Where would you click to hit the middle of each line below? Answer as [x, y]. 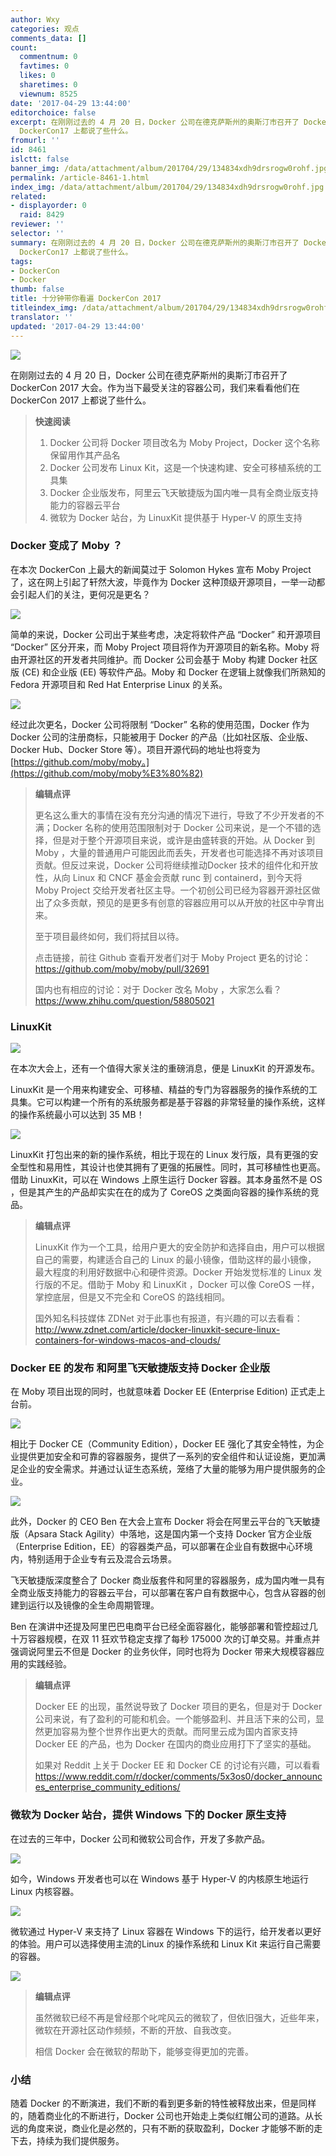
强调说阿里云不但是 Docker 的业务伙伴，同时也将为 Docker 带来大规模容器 [163, 1652]
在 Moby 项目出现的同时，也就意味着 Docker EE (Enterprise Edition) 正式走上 [168, 1392]
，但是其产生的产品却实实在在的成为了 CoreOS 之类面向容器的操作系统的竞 [165, 1192]
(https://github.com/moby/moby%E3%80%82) [107, 773]
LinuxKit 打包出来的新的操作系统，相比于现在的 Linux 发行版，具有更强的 [160, 1155]
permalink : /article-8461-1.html [80, 177]
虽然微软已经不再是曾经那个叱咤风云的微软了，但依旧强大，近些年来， [179, 2017]
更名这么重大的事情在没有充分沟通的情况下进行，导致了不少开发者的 [175, 815]
